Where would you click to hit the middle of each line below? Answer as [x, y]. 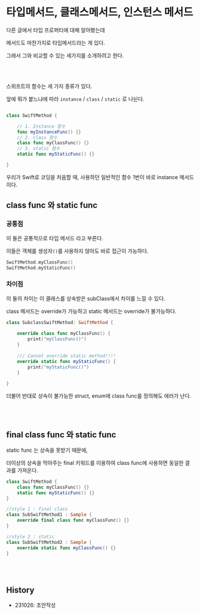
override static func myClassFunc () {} [67, 548]
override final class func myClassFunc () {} [73, 521]
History [20, 590]
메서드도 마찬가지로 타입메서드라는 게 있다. [56, 43]
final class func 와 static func [61, 435]
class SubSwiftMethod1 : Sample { [49, 515]
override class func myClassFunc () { [64, 334]
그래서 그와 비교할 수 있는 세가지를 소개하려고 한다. [65, 55]
